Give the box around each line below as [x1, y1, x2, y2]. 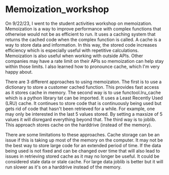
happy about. [5, 68, 33, 75]
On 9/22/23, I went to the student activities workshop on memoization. [5, 20, 153, 26]
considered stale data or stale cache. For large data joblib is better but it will [5, 158, 163, 164]
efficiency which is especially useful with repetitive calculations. [5, 47, 139, 53]
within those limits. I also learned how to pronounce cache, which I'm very [5, 63, 160, 69]
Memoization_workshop [5, 4, 109, 15]
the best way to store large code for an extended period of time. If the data [5, 142, 161, 148]
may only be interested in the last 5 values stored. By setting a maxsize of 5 [5, 111, 163, 117]
